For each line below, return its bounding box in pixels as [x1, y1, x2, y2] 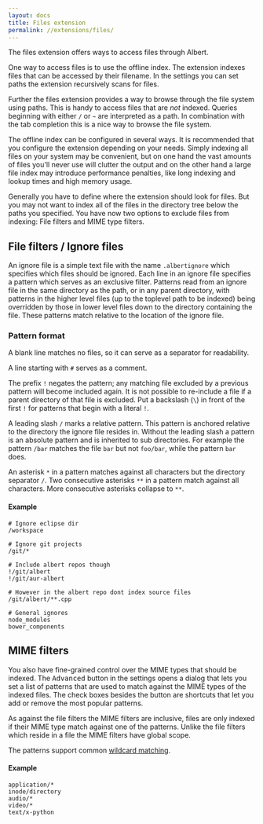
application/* [8, 781, 55, 789]
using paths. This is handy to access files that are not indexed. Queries [8, 103, 238, 112]
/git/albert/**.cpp [8, 595, 72, 603]
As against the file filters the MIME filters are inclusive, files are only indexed [8, 713, 255, 723]
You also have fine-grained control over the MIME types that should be [8, 665, 237, 674]
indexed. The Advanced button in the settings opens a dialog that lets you [8, 673, 247, 683]
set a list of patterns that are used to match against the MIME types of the [8, 681, 247, 691]
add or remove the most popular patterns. [8, 698, 144, 708]
